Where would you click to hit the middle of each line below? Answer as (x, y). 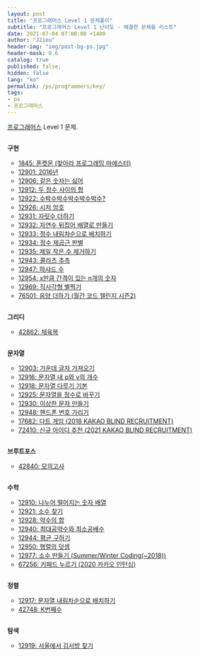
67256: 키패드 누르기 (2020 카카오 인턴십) (77, 564)
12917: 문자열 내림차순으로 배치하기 (67, 600)
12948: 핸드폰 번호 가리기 (54, 412)
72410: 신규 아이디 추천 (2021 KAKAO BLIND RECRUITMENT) (106, 430)
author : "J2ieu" (31, 40)
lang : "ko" (23, 80)
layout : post (27, 14)
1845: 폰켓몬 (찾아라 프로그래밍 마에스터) (75, 163)
